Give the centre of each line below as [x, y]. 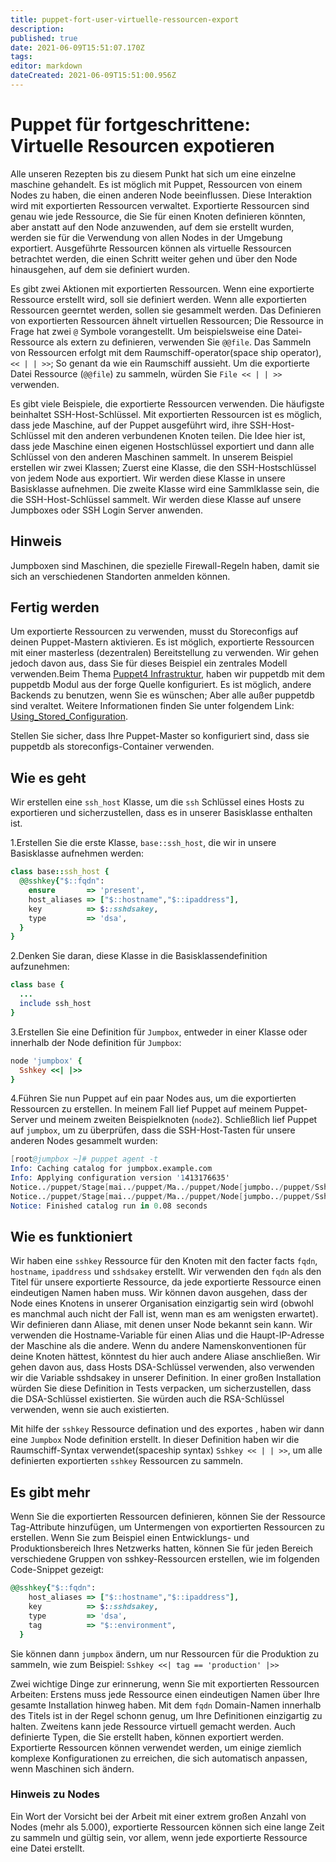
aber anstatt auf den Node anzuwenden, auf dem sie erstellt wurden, [152, 227]
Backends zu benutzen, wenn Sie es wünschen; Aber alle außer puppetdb [162, 695]
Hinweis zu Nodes [55, 1794]
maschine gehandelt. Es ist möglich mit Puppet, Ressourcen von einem [156, 184]
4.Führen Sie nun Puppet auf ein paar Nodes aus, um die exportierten [153, 1098]
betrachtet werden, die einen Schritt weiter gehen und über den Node [154, 258]
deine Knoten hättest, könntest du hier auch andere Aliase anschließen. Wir [165, 1357]
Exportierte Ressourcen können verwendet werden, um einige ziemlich [156, 1747]
